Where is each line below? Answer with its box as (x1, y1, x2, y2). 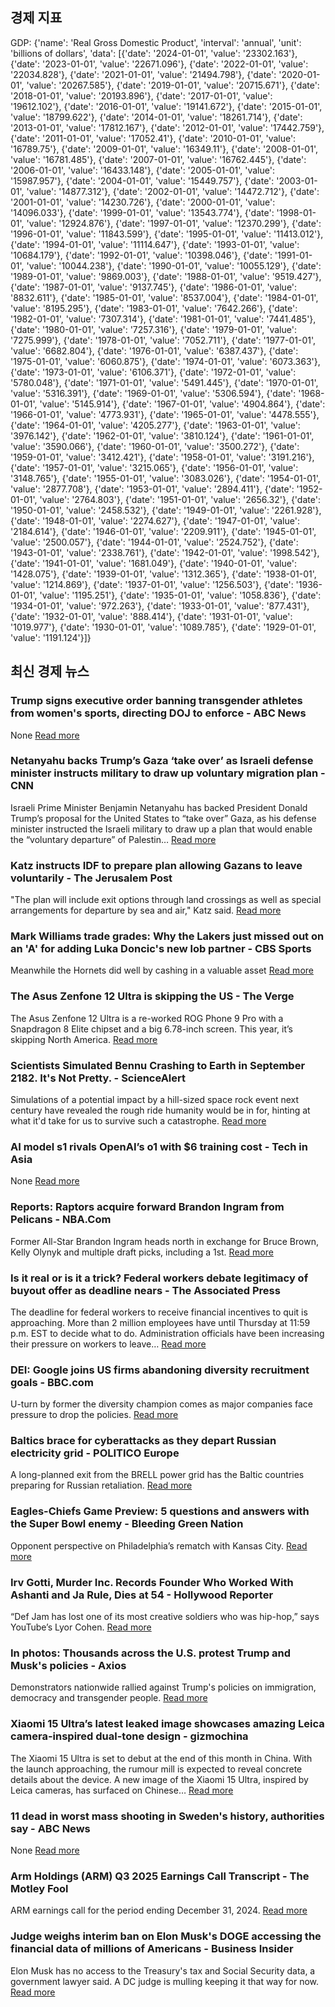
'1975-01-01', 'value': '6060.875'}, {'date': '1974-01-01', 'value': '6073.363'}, (10, 355, 321, 367)
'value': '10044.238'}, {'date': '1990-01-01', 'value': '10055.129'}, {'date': (26, 259, 322, 272)
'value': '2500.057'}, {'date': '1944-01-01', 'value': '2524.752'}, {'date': (10, 536, 299, 548)
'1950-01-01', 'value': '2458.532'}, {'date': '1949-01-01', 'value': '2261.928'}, (10, 504, 322, 516)
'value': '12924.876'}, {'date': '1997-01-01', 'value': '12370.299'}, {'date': (26, 217, 322, 229)
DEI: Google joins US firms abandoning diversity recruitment (10, 1363, 310, 1377)
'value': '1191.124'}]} (10, 631, 92, 643)
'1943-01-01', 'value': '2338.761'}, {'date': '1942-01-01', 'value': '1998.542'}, (10, 546, 320, 558)
